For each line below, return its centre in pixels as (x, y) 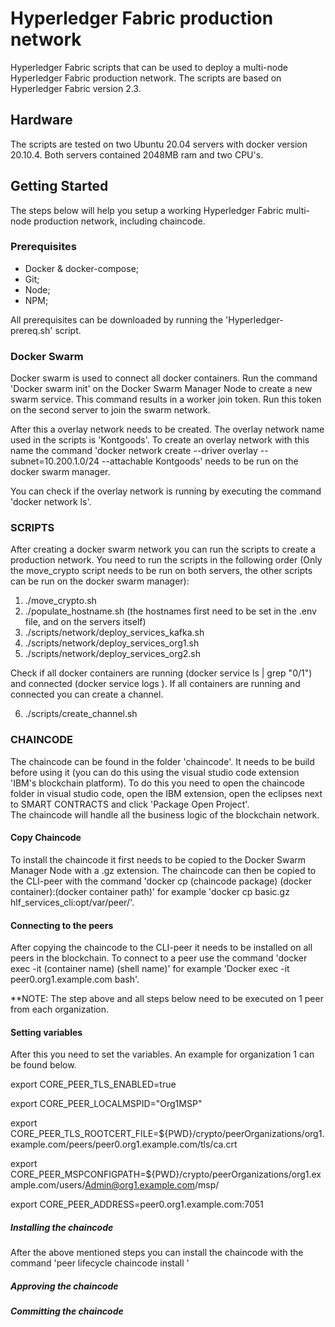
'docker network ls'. (51, 502)
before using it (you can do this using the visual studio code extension (155, 772)
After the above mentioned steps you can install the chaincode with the (157, 1253)
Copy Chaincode (46, 838)
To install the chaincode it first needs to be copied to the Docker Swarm (158, 859)
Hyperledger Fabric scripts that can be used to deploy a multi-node (149, 67)
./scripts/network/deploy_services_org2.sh (113, 654)
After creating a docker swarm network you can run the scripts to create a (163, 549)
